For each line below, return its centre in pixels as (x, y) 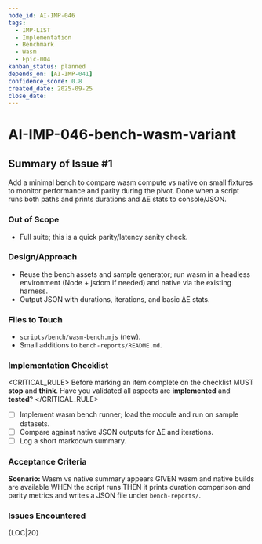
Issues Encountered (47, 516)
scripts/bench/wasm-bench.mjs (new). (80, 337)
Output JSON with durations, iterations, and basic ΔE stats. (115, 299)
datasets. (35, 423)
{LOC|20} (24, 533)
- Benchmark (35, 45)
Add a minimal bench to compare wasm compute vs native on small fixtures (131, 182)
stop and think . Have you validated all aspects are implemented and (119, 391)
